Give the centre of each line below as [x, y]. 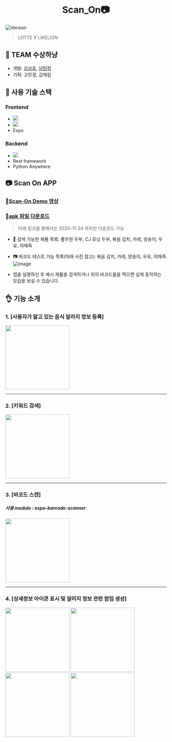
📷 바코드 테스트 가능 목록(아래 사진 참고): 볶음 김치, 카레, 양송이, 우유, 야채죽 [89, 257]
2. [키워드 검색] [23, 406]
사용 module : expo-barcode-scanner [46, 508]
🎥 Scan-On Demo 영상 [32, 201]
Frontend [17, 107]
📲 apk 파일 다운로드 [28, 216]
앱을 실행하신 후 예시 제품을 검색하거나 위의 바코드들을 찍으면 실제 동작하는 [87, 274]
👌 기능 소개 [23, 298]
